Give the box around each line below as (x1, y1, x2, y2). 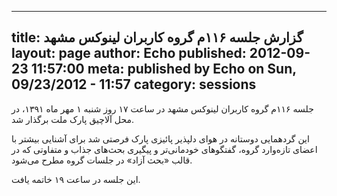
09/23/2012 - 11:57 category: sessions (11, 76, 257, 93)
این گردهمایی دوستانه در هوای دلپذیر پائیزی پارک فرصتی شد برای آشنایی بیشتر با (11, 132, 310, 145)
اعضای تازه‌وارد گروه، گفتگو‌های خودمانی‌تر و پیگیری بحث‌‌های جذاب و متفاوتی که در (11, 143, 318, 155)
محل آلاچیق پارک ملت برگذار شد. (11, 113, 134, 125)
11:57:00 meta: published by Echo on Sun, (30, 61, 297, 78)
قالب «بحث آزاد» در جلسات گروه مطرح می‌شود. (11, 154, 193, 166)
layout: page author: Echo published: (11, 45, 247, 62)
